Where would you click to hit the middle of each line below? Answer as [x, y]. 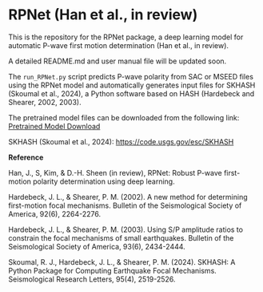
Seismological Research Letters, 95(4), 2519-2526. [92, 279]
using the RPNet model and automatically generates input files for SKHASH [132, 85]
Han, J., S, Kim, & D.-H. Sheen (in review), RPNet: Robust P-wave [115, 172]
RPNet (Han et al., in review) [103, 15]
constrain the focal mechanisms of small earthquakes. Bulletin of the [121, 237]
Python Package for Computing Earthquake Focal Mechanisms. [113, 270]
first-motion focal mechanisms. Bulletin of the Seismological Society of [125, 205]
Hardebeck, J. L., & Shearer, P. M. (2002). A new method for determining [128, 197]
